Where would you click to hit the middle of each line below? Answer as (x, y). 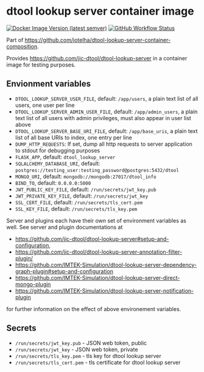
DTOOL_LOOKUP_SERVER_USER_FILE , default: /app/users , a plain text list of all (107, 98)
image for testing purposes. (41, 65)
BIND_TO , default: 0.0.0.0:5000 (53, 183)
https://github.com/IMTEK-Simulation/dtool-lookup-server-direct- (97, 277)
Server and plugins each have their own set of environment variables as (97, 220)
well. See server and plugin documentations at (65, 227)
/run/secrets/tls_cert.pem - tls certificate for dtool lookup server (98, 362)
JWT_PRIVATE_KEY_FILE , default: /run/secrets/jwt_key (82, 196)
